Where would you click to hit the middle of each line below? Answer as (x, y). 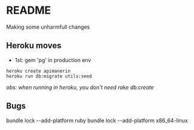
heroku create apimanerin (38, 71)
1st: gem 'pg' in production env (53, 60)
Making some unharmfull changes (48, 27)
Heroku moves (34, 46)
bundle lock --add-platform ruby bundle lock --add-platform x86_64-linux (97, 120)
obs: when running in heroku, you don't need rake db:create (80, 87)
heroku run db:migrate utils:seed (49, 76)
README (29, 10)
